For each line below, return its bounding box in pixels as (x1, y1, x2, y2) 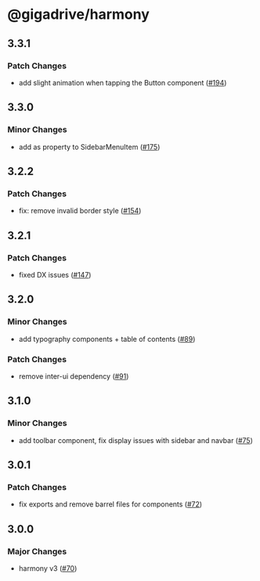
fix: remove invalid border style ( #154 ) (18, 206, 142, 216)
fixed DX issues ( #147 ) (18, 270, 92, 279)
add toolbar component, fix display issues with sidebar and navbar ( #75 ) (18, 435, 254, 445)
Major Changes (7, 546, 67, 557)
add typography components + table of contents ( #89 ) (18, 334, 196, 343)
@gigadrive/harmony (7, 5, 150, 24)
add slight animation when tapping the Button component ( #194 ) (18, 78, 227, 87)
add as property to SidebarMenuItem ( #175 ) (18, 142, 161, 151)
